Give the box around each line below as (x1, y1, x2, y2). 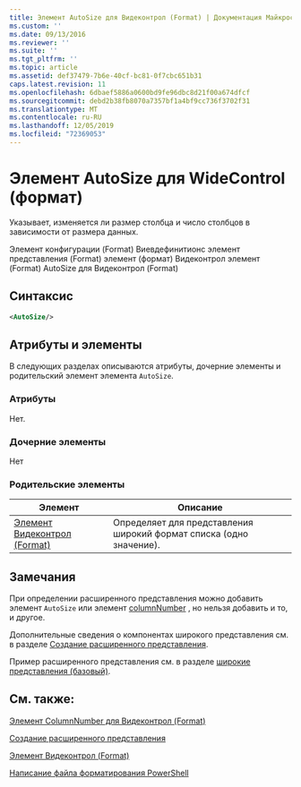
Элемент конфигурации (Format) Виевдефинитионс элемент (9, 244, 240, 254)
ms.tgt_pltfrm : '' (9, 55, 78, 64)
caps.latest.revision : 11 (9, 80, 106, 89)
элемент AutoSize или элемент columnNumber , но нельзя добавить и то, (9, 603, 288, 613)
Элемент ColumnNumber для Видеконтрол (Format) (9, 715, 206, 726)
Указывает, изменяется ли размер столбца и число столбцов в (9, 217, 251, 227)
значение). (113, 539, 160, 552)
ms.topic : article (9, 64, 78, 73)
